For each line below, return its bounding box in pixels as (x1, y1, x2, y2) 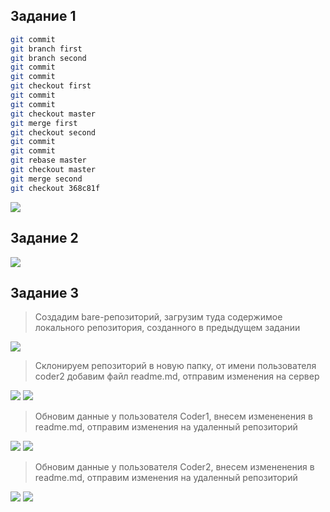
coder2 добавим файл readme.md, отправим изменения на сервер (34, 370, 320, 383)
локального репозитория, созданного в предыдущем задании (34, 322, 301, 334)
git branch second (10, 53, 87, 63)
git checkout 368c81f (10, 183, 101, 193)
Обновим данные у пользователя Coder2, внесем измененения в (34, 461, 315, 473)
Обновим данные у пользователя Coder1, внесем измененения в (34, 410, 313, 423)
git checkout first (10, 81, 92, 91)
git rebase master (10, 155, 87, 166)
